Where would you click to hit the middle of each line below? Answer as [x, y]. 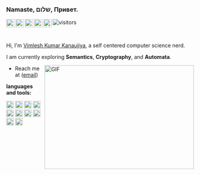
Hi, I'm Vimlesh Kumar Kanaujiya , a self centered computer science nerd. [96, 46]
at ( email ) [26, 75]
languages [20, 86]
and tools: [19, 93]
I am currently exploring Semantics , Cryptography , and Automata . [89, 57]
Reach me [27, 68]
